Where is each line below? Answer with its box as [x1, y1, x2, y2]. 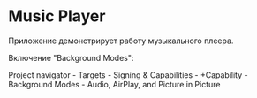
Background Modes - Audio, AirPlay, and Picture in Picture [8, 79, 221, 89]
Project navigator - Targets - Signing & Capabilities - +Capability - [8, 69, 248, 80]
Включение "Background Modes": [8, 52, 134, 63]
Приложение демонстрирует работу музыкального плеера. [8, 35, 234, 46]
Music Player [8, 6, 106, 26]
